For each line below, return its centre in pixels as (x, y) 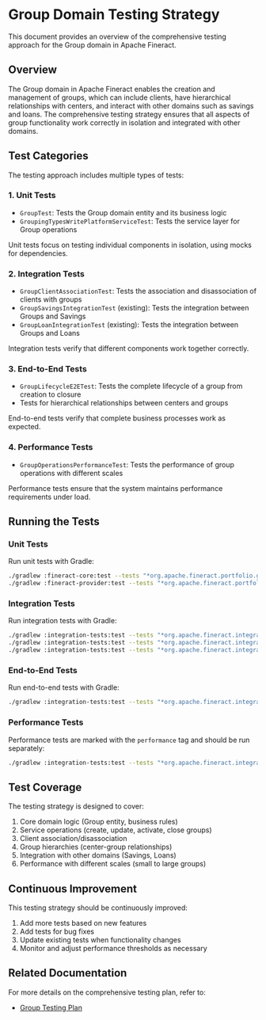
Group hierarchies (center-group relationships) (96, 847)
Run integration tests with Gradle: (63, 621)
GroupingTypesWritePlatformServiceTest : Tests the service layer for (129, 221)
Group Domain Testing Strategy (114, 15)
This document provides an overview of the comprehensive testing (118, 36)
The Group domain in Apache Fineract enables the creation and (112, 89)
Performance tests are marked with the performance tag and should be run (129, 740)
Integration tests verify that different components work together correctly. (129, 348)
